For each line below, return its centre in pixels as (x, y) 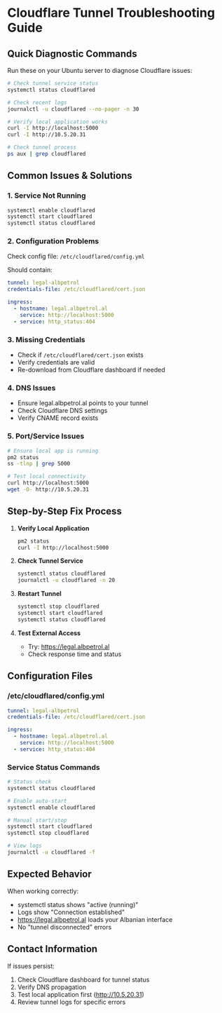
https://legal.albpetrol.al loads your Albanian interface (95, 919)
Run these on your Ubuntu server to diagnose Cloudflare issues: (100, 70)
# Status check (29, 782)
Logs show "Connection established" (71, 912)
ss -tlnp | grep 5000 (39, 464)
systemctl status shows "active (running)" (78, 904)
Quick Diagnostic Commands (72, 54)
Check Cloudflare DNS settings (62, 411)
